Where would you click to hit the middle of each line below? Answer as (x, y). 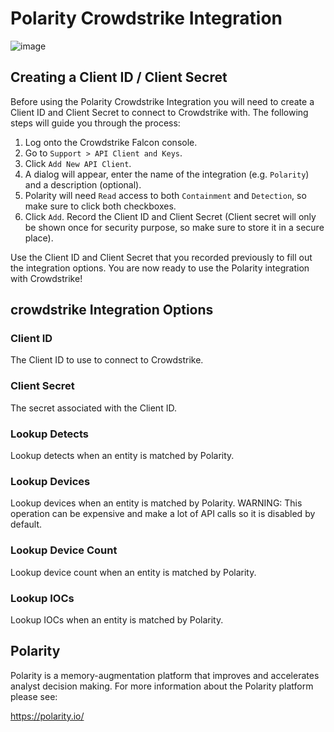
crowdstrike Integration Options (112, 310)
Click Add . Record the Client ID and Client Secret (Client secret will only (170, 216)
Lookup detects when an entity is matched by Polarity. (122, 456)
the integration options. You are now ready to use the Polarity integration (160, 268)
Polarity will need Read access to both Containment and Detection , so (165, 195)
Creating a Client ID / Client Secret (119, 77)
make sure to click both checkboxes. (100, 206)
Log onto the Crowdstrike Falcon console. (111, 142)
